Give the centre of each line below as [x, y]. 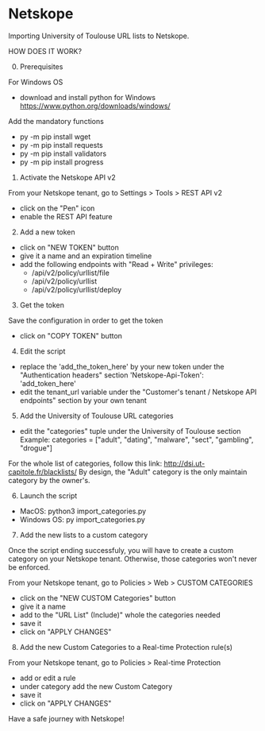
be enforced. [29, 567]
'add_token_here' [48, 383]
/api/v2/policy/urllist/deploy [77, 289]
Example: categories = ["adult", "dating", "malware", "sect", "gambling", [136, 439]
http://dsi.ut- [184, 463]
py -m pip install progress [61, 162]
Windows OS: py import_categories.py [82, 519]
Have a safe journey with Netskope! [66, 718]
